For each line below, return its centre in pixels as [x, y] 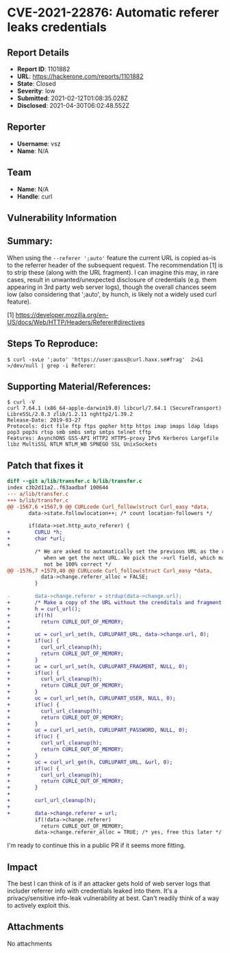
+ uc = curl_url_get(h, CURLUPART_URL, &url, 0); [90, 762]
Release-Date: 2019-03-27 [44, 420]
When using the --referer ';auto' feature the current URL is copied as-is [112, 257]
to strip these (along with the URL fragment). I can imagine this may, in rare [113, 272]
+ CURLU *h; [35, 532]
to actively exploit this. [39, 906]
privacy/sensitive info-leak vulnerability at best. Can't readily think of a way [113, 898]
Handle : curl [35, 196]
